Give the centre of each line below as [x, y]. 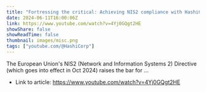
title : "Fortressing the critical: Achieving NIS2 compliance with [94, 12]
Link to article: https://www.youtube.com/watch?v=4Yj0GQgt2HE [98, 82]
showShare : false [29, 29]
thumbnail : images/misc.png [42, 40]
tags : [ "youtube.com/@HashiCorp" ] [51, 47]
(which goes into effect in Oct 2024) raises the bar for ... [78, 70]
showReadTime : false [33, 35]
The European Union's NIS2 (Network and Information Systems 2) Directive [102, 63]
